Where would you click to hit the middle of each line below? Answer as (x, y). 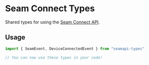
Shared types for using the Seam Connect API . (53, 22)
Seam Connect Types (50, 9)
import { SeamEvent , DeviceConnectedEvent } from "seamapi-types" (75, 49)
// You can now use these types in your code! (54, 57)
